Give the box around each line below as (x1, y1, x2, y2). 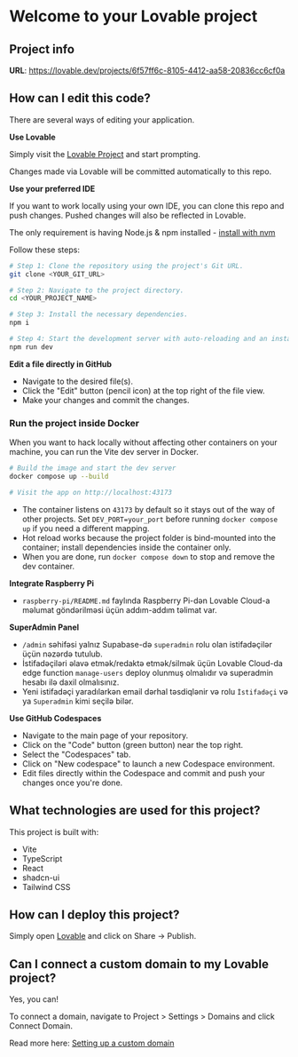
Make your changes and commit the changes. (21, 394, 190, 405)
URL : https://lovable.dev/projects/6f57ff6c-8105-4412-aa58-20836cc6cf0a (9, 65, 286, 75)
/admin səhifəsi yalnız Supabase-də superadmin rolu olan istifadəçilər (21, 639, 272, 649)
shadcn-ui (21, 872, 60, 883)
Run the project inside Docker (9, 417, 140, 429)
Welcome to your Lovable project (9, 6, 258, 27)
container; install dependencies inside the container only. (21, 542, 231, 552)
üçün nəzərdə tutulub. (21, 648, 104, 659)
